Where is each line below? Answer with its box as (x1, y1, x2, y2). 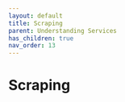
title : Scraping (8, 19, 63, 27)
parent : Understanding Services (8, 27, 117, 35)
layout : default (8, 11, 63, 20)
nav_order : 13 (8, 42, 56, 50)
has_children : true (8, 34, 74, 43)
